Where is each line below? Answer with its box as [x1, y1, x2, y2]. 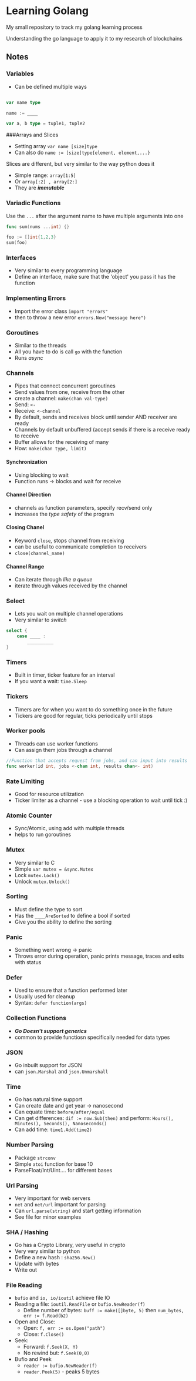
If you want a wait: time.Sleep [14, 678, 87, 685]
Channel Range [6, 563, 45, 570]
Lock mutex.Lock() [14, 871, 60, 878]
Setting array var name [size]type [14, 143, 98, 150]
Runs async [14, 355, 43, 362]
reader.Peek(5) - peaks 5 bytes [23, 1368, 100, 1375]
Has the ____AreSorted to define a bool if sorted [14, 912, 130, 919]
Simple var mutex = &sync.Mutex [14, 865, 94, 872]
